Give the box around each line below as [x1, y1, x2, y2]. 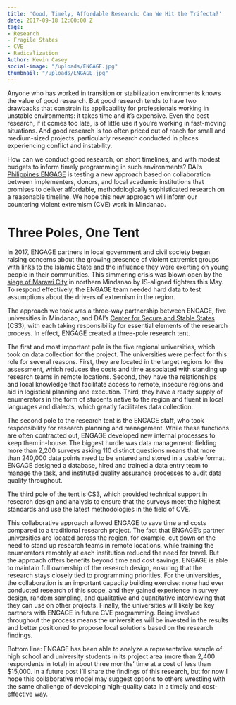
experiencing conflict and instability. [7, 141, 113, 150]
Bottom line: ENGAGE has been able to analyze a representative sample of [7, 645, 223, 653]
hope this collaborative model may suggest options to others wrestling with [7, 675, 225, 683]
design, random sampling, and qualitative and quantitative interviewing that [7, 593, 225, 602]
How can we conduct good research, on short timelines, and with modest [7, 155, 221, 163]
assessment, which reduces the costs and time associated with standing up [7, 365, 228, 374]
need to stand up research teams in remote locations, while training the [7, 541, 214, 550]
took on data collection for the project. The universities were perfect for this [7, 350, 228, 358]
